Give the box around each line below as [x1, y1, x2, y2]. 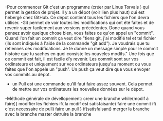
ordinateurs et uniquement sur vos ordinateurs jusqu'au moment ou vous [5, 61, 151, 67]
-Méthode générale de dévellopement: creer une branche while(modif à [5, 96, 149, 101]
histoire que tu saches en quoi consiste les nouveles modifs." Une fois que [5, 51, 154, 57]
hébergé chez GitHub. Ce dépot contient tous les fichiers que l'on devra [5, 15, 149, 20]
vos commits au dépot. [5, 72, 51, 77]
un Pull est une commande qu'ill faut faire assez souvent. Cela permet [12, 81, 153, 87]
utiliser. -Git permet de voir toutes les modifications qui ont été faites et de [5, 20, 154, 25]
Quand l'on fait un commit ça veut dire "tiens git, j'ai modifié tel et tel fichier [5, 35, 157, 41]
